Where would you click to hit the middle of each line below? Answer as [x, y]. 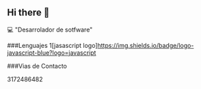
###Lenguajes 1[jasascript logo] [52, 45]
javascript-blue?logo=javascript [52, 53]
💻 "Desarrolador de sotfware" [50, 29]
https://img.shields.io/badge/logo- [146, 45]
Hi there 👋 [28, 13]
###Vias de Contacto [37, 66]
